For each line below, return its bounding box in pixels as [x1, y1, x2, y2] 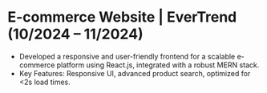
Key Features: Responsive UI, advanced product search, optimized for [18, 68, 251, 78]
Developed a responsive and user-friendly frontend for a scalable [18, 51, 236, 61]
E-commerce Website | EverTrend [7, 8, 237, 26]
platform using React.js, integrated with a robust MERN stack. [56, 60, 260, 70]
